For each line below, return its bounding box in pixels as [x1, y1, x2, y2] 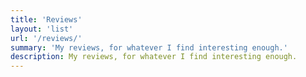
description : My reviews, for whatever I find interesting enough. [10, 52, 298, 62]
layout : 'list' [10, 24, 74, 34]
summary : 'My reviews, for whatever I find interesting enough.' [10, 42, 288, 53]
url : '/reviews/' [10, 33, 83, 43]
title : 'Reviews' [10, 14, 83, 25]
